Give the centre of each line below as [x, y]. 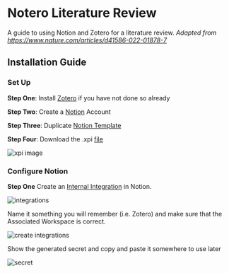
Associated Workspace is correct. [57, 221]
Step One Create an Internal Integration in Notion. [80, 186]
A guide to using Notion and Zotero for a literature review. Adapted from [112, 33]
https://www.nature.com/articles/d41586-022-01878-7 [87, 40]
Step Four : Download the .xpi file [55, 139]
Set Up [19, 83]
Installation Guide [47, 63]
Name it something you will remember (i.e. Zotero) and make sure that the [115, 214]
